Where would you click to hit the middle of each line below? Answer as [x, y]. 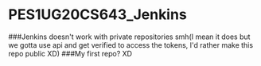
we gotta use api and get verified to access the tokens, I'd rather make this [130, 45]
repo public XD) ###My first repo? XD [70, 53]
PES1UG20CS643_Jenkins [97, 15]
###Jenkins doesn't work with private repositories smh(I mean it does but [129, 37]
